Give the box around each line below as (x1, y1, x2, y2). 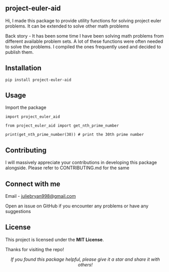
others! (78, 261, 93, 267)
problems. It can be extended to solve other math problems (5, 23, 129, 29)
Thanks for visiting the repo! (5, 246, 64, 252)
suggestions (5, 208, 31, 215)
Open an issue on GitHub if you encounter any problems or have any (5, 203, 149, 209)
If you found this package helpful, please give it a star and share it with (11, 256, 160, 262)
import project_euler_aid (5, 114, 60, 119)
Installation (5, 64, 42, 73)
